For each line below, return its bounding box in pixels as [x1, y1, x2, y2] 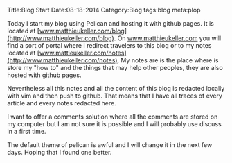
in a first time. [7, 128, 46, 135]
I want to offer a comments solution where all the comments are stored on [7, 112, 218, 121]
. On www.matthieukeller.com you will [114, 34, 222, 42]
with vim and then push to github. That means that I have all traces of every [7, 92, 223, 100]
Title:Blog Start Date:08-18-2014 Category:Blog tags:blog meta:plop [7, 6, 201, 14]
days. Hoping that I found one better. [7, 148, 112, 156]
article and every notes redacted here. [7, 99, 116, 107]
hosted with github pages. [7, 71, 82, 79]
